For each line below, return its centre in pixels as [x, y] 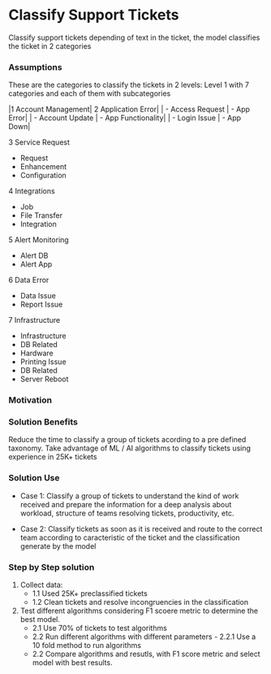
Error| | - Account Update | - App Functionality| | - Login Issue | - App [125, 118]
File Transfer [41, 215]
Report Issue [41, 304]
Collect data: [41, 585]
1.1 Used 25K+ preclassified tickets [90, 594]
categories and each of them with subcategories [90, 93]
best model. [40, 620]
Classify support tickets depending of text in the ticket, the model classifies [134, 37]
